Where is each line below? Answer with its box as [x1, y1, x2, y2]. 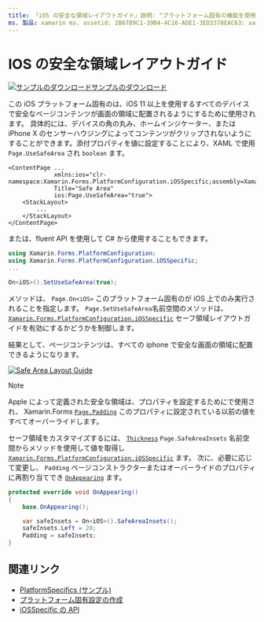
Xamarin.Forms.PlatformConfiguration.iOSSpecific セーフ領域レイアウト [8, 313, 244, 322]
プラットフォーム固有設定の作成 [19, 594, 123, 604]
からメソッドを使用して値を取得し [14, 443, 126, 452]
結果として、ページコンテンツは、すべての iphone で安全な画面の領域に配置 [8, 340, 254, 349]
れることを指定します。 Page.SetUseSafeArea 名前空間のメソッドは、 [8, 304, 228, 313]
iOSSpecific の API [19, 605, 80, 614]
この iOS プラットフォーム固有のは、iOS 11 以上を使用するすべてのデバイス [8, 99, 250, 109]
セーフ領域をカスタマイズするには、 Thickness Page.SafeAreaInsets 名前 [8, 433, 244, 443]
